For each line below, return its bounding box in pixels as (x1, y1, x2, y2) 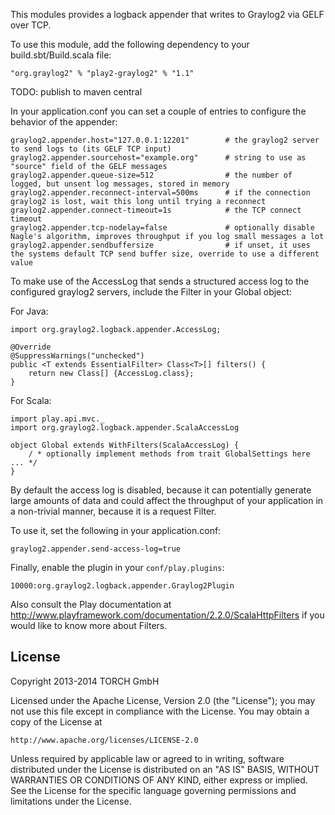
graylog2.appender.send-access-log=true (10, 544, 182, 554)
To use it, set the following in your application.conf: (10, 525, 222, 536)
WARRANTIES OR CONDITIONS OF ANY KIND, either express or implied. (10, 774, 308, 786)
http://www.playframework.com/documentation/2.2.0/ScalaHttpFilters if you (10, 609, 325, 621)
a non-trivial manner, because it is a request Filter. (10, 505, 217, 517)
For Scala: (10, 395, 52, 406)
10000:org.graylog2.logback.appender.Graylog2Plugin (10, 581, 235, 591)
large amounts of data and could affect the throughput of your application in (10, 495, 324, 506)
